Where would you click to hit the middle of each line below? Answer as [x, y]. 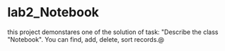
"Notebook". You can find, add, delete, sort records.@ [86, 39]
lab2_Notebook [53, 12]
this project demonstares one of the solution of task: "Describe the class [113, 32]
